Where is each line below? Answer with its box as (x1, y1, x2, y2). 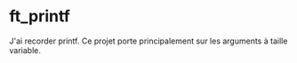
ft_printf (9, 6, 71, 27)
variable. (9, 44, 42, 55)
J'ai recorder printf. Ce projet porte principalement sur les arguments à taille (9, 35, 288, 46)
